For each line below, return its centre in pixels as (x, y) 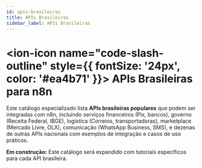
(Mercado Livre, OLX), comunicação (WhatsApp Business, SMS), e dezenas (101, 128)
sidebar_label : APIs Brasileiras (48, 23)
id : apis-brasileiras (34, 12)
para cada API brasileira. (37, 158)
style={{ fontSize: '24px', (115, 66)
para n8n (29, 92)
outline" (27, 66)
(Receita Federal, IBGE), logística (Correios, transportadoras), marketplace (99, 121)
